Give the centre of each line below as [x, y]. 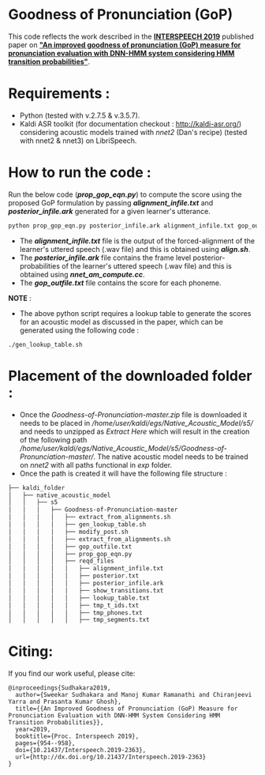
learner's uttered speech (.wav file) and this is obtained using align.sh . [135, 249]
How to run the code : [80, 173]
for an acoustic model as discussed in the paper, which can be [121, 322]
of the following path [53, 439]
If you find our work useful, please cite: [72, 674]
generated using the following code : [79, 330]
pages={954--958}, [46, 743]
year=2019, [33, 730]
